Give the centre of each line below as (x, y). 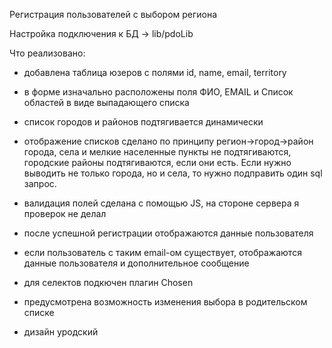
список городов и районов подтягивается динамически (143, 122)
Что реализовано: (47, 53)
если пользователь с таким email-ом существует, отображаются (162, 252)
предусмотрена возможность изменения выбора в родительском (165, 302)
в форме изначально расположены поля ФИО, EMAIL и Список (158, 92)
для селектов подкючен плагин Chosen (108, 282)
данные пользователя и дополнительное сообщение (136, 263)
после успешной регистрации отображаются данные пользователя (168, 233)
